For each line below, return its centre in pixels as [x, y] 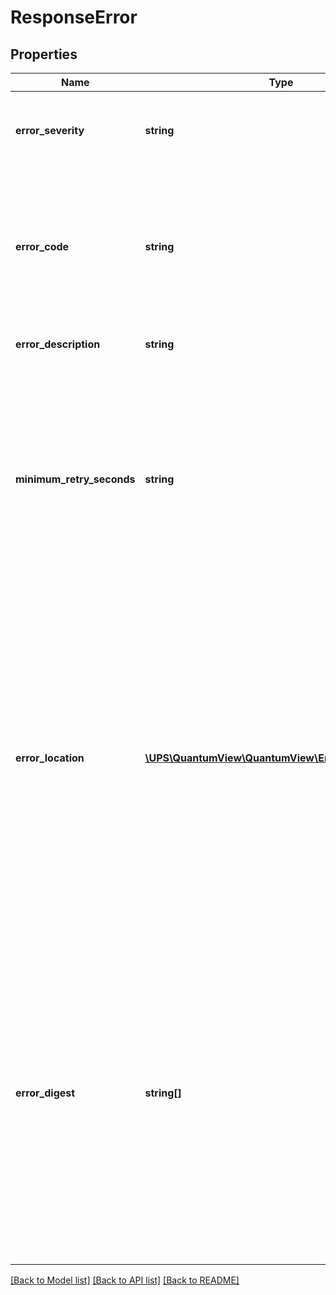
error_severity [50, 130]
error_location [50, 758]
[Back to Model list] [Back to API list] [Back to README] [125, 1280]
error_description [58, 344]
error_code [42, 246]
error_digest [45, 1093]
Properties [44, 54]
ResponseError [74, 17]
